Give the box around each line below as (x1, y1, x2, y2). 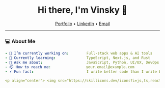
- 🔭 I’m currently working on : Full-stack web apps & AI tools (5, 51, 153, 56)
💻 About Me (5, 38, 36, 45)
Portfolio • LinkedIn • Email (55, 21, 110, 27)
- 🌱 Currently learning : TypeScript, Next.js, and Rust (5, 56, 151, 60)
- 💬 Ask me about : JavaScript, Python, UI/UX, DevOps (5, 60, 160, 65)
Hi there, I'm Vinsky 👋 (37, 4, 128, 16)
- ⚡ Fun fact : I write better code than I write (5, 69, 157, 74)
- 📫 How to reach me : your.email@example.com (5, 64, 135, 69)
